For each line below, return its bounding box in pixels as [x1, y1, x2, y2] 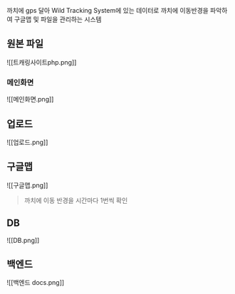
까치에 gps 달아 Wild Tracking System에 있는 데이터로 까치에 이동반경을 [6, 6, 209, 14]
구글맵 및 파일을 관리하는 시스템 [14, 15, 102, 23]
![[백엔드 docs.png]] [6, 278, 65, 287]
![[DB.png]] [6, 236, 40, 244]
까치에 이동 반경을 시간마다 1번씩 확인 [23, 196, 128, 205]
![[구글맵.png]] [6, 180, 48, 190]
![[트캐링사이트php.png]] [6, 58, 77, 66]
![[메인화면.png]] [6, 95, 54, 104]
